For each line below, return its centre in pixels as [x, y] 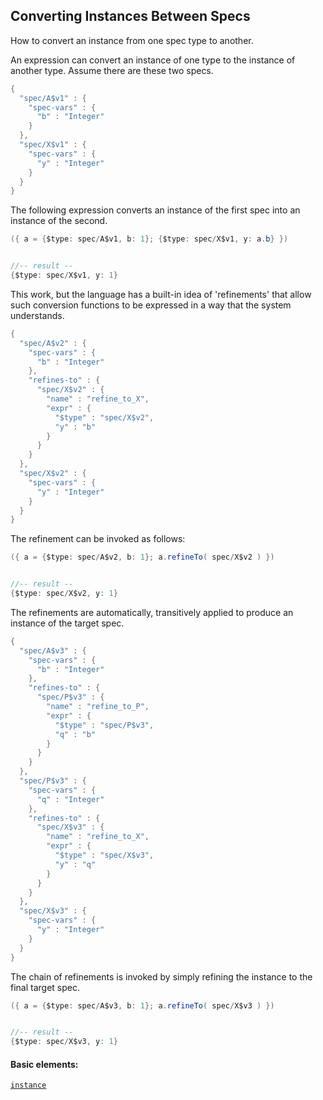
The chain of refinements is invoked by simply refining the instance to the [161, 976]
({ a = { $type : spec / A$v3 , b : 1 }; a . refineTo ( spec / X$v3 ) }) [142, 1005]
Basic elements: [44, 1064]
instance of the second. [59, 221]
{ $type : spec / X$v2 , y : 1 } [64, 594]
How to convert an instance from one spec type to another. [132, 40]
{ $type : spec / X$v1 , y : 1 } [64, 275]
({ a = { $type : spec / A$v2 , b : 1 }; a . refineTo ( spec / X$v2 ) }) [142, 557]
